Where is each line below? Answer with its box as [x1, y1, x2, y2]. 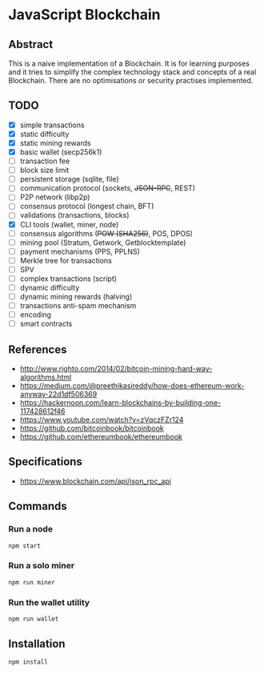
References [8, 343, 67, 356]
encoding [19, 310, 52, 319]
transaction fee [19, 156, 70, 166]
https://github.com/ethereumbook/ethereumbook [19, 432, 182, 442]
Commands [8, 499, 68, 513]
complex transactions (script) [19, 274, 118, 283]
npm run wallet [8, 615, 59, 624]
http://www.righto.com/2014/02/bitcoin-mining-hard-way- [19, 364, 213, 374]
